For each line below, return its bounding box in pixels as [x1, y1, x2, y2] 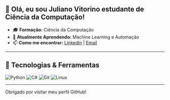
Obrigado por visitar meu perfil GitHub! [5, 89, 87, 95]
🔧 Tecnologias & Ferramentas [5, 61, 100, 70]
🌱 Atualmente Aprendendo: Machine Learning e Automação [12, 34, 139, 40]
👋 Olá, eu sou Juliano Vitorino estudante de [5, 5, 144, 14]
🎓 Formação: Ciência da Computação [12, 26, 94, 33]
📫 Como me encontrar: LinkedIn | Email [12, 39, 98, 45]
